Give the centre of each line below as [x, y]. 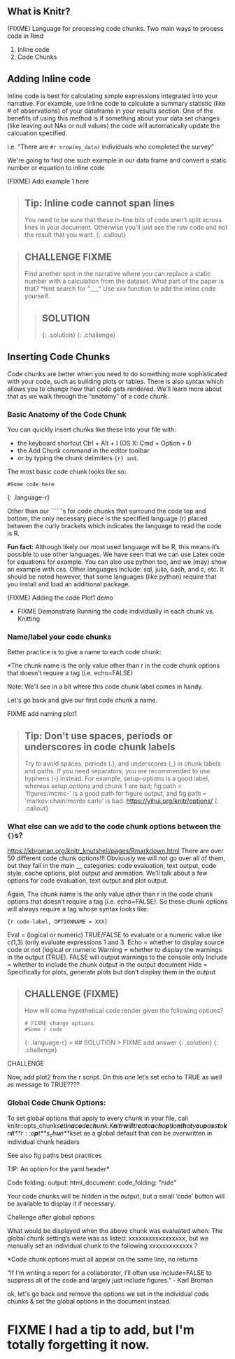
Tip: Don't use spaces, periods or [98, 736]
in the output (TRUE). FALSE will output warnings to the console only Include [117, 957]
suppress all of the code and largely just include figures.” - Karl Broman [110, 1281]
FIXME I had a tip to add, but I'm [101, 1330]
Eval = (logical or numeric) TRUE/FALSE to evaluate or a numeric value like [115, 934]
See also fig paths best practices [55, 1156]
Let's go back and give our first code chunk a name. [83, 701]
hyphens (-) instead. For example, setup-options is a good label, [117, 779]
